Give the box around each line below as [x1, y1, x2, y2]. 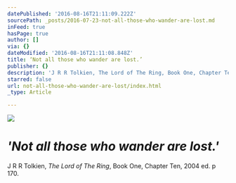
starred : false [7, 75, 52, 83]
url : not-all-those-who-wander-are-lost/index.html [7, 82, 162, 89]
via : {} [7, 43, 30, 50]
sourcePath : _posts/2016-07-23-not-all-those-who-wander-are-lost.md [7, 17, 216, 24]
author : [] [7, 37, 39, 44]
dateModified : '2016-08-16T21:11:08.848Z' [7, 50, 133, 57]
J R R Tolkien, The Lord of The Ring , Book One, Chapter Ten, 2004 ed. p [7, 162, 216, 170]
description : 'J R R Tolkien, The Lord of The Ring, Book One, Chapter [7, 69, 221, 76]
